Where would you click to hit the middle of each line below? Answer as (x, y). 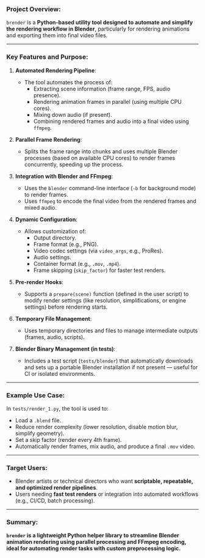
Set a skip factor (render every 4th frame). (68, 439)
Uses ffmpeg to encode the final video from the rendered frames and (110, 201)
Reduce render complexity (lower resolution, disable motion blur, (96, 427)
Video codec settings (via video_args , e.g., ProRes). (98, 251)
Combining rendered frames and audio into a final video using (111, 121)
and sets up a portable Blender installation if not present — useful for (111, 367)
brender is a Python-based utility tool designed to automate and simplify (100, 23)
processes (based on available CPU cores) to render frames (100, 158)
